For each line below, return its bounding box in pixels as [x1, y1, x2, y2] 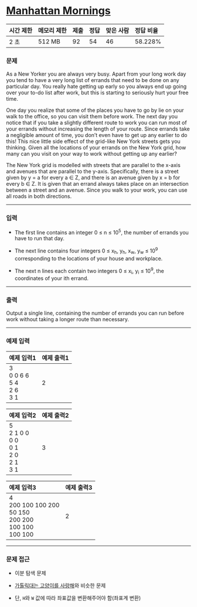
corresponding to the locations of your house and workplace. [14, 255, 163, 262]
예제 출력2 [42, 411, 69, 420]
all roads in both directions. [6, 193, 72, 200]
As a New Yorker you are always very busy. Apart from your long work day [6, 70, 186, 77]
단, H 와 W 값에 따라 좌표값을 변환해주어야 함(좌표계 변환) [14, 594, 141, 601]
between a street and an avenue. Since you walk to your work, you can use [6, 186, 188, 194]
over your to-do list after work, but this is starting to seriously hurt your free [6, 89, 189, 96]
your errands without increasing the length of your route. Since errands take [6, 125, 190, 132]
